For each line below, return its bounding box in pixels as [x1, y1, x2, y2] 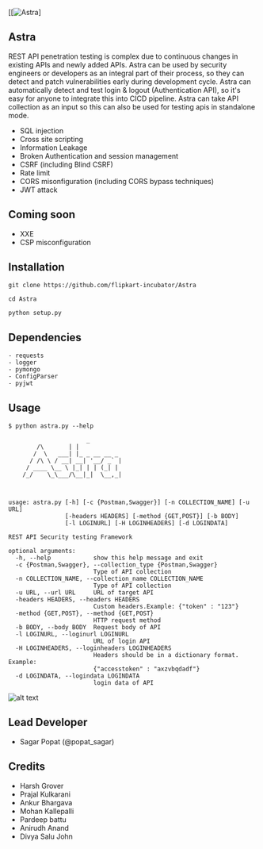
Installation [8, 260, 65, 274]
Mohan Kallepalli [19, 806, 74, 816]
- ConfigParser [8, 373, 59, 381]
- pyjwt [8, 379, 34, 388]
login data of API [93, 679, 154, 687]
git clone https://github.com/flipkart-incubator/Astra [8, 282, 196, 290]
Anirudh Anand [19, 823, 70, 832]
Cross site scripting [19, 134, 84, 144]
